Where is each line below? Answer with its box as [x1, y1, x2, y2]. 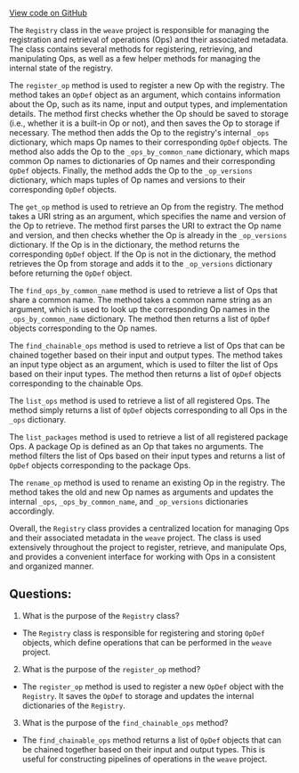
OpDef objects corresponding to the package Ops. [9, 460, 191, 471]
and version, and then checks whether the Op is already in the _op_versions [9, 230, 287, 240]
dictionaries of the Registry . [21, 700, 126, 711]
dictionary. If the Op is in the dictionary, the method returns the [9, 240, 240, 250]
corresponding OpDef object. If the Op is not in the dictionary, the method [9, 249, 277, 259]
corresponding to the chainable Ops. [9, 378, 144, 389]
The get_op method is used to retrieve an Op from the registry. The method [9, 201, 285, 212]
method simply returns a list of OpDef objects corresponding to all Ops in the [9, 405, 287, 415]
